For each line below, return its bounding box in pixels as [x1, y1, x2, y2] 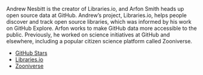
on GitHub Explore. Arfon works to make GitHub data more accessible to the [6, 24, 198, 32]
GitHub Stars [15, 49, 47, 57]
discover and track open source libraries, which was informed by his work [6, 18, 191, 25]
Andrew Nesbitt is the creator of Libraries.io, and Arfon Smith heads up [6, 5, 184, 12]
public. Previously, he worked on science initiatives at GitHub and [6, 31, 170, 38]
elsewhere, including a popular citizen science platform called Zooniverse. [6, 38, 193, 45]
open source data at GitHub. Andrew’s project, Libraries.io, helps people [6, 12, 187, 19]
